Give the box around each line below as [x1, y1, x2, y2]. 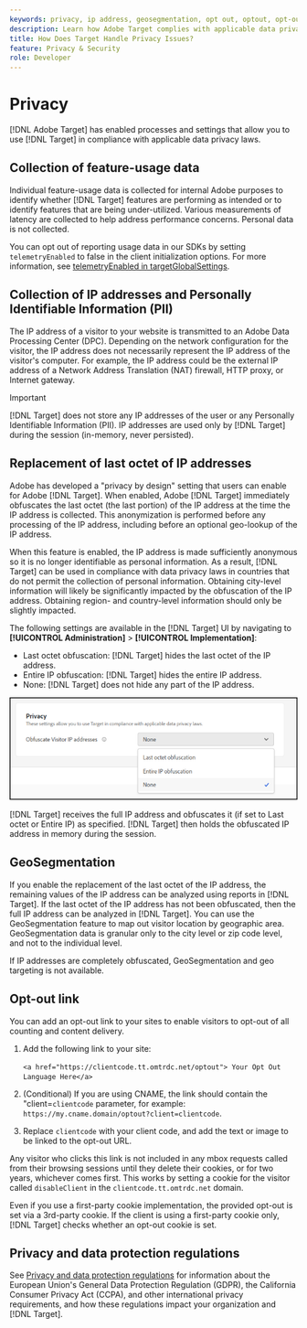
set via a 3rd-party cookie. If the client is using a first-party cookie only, [9, 1209, 281, 1220]
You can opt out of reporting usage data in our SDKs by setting [9, 241, 247, 252]
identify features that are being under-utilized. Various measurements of [9, 204, 281, 215]
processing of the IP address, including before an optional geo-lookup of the [9, 519, 298, 530]
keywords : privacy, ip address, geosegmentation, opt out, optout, [9, 15, 272, 24]
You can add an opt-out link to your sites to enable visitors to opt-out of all [9, 1015, 290, 1026]
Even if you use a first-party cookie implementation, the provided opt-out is [9, 1199, 293, 1211]
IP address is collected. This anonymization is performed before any [9, 509, 267, 520]
